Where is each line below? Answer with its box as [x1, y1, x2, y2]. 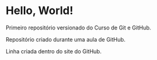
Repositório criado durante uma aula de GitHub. [5, 36, 126, 43]
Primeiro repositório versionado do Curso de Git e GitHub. [5, 24, 152, 31]
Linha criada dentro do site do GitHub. [5, 47, 102, 55]
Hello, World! [5, 4, 74, 18]
